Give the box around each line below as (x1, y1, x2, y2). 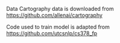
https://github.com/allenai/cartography (6, 12, 103, 19)
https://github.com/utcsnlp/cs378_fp (6, 30, 98, 37)
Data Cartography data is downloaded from (6, 5, 114, 12)
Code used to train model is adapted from (6, 24, 110, 30)
